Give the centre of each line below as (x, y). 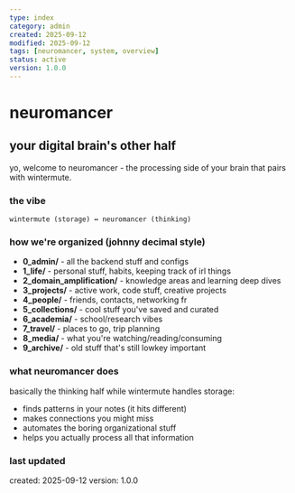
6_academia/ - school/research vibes (92, 319)
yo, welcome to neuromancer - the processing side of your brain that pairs (148, 167)
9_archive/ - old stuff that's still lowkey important (114, 348)
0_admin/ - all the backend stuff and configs (106, 262)
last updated (37, 460)
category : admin (40, 26)
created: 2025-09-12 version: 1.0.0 (74, 480)
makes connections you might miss (88, 418)
